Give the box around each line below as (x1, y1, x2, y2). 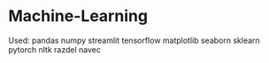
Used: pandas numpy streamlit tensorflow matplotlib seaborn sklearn (8, 35, 260, 45)
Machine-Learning (8, 6, 148, 26)
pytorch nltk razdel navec (8, 44, 101, 54)
